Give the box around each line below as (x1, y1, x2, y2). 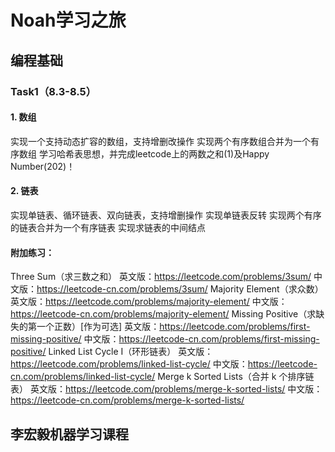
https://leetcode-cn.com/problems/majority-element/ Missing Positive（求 (10, 308, 317, 320)
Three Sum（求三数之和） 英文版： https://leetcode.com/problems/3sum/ (10, 271, 312, 283)
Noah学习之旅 (10, 9, 127, 32)
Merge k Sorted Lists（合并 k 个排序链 (157, 371, 315, 383)
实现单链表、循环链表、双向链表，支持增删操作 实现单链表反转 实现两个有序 (10, 209, 322, 221)
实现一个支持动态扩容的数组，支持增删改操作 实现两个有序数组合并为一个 (10, 135, 311, 147)
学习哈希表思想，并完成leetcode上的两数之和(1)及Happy (38, 147, 270, 160)
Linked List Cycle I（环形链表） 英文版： (48, 346, 214, 358)
